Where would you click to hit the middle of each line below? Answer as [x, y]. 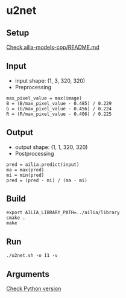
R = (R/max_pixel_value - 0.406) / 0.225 [59, 114]
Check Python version [34, 289]
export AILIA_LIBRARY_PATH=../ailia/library [63, 213]
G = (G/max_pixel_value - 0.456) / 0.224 [59, 109]
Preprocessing [33, 87]
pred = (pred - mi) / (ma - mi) [47, 180]
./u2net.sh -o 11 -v [32, 256]
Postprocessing [34, 153]
